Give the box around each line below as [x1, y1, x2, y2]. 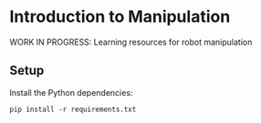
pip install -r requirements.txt [9, 105, 137, 114]
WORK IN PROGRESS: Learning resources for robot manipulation [9, 36, 253, 47]
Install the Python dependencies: [9, 87, 133, 97]
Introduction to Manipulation [9, 6, 231, 27]
